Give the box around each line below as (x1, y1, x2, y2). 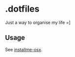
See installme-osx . (5, 46, 42, 52)
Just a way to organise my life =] (5, 19, 71, 25)
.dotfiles (5, 3, 40, 15)
